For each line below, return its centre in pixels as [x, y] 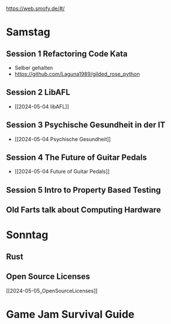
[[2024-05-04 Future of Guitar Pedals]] [62, 172]
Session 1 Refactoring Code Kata [67, 54]
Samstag [28, 32]
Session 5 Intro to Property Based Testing [83, 190]
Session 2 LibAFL [38, 92]
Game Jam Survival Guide [70, 314]
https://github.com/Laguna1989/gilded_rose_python [77, 74]
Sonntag [27, 235]
